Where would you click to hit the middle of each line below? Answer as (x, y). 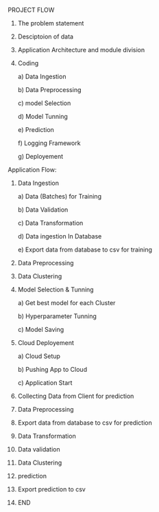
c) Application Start (45, 383)
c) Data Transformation (50, 223)
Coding (28, 63)
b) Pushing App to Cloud (52, 369)
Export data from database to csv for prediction (85, 423)
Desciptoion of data (46, 36)
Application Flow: (32, 170)
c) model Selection (44, 103)
